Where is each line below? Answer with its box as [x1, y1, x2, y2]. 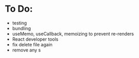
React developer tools [12, 36, 59, 42]
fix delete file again [12, 41, 53, 47]
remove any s [12, 47, 41, 53]
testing [12, 20, 27, 26]
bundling [12, 25, 31, 31]
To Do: [5, 3, 33, 15]
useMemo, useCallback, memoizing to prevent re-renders [12, 31, 134, 37]
